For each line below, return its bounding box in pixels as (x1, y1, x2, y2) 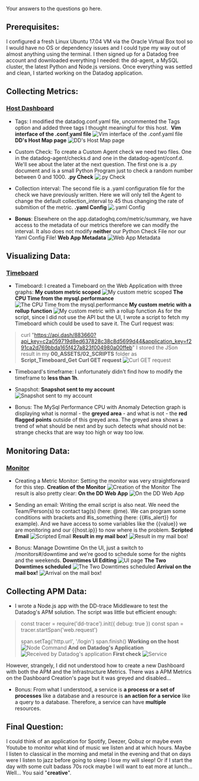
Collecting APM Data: (6, 586, 87, 597)
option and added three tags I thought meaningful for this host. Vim (14, 124, 182, 131)
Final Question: (6, 722, 63, 732)
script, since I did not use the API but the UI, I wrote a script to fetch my (14, 314, 190, 321)
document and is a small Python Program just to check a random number (14, 167, 194, 174)
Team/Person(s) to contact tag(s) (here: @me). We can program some (14, 507, 187, 515)
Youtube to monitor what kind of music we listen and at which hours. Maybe (6, 744, 191, 751)
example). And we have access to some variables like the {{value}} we (14, 520, 187, 527)
